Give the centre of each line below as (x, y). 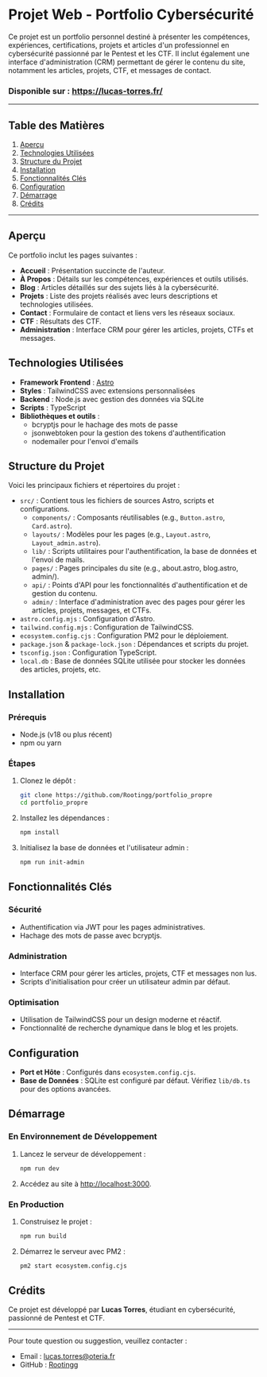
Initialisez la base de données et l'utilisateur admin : (104, 848)
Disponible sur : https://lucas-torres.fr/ (85, 91)
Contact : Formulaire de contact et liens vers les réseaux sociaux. (128, 312)
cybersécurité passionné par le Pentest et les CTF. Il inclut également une (129, 53)
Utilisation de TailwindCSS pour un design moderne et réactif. (120, 1019)
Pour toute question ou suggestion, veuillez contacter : (98, 1341)
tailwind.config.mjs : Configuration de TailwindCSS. (107, 627)
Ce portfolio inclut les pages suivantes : (73, 255)
